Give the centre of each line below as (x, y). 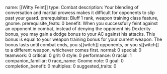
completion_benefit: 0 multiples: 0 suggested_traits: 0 (61, 66)
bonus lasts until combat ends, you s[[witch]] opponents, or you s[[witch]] (82, 45)
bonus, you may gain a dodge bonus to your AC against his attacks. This (80, 34)
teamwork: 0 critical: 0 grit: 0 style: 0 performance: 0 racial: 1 (69, 55)
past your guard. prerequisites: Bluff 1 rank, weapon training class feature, (82, 18)
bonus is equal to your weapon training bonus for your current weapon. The (84, 39)
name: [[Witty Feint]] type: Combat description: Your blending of (72, 7)
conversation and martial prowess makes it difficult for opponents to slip (80, 13)
